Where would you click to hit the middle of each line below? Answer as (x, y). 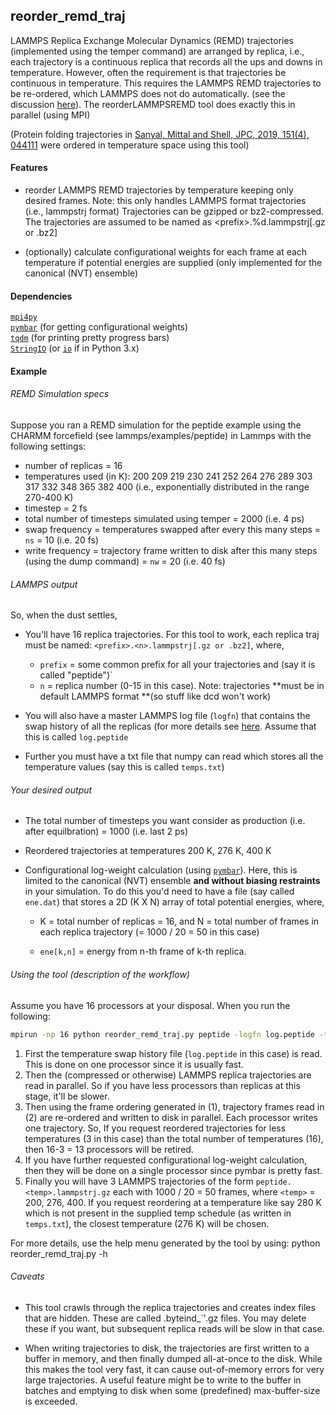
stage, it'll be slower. (67, 1096)
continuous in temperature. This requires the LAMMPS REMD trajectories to (166, 83)
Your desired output (51, 790)
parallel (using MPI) (50, 115)
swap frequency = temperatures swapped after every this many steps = (173, 530)
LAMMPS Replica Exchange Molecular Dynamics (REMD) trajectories (152, 40)
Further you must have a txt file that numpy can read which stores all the (174, 756)
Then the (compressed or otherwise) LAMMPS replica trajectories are (168, 1075)
